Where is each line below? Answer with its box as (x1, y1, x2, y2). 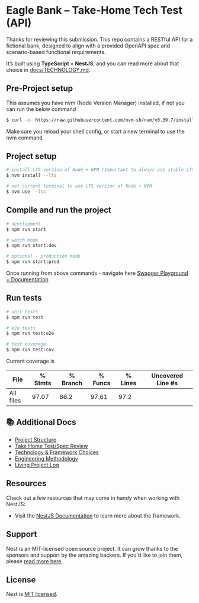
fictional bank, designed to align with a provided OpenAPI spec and (6, 42, 171, 49)
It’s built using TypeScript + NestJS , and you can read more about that (6, 60, 179, 67)
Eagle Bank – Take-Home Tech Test (6, 4, 182, 17)
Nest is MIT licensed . (6, 591, 58, 598)
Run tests (6, 293, 42, 303)
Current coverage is (6, 357, 55, 365)
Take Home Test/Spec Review (14, 442, 88, 449)
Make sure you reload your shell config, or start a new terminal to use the (6, 128, 185, 135)
